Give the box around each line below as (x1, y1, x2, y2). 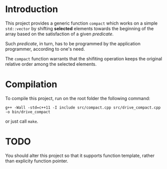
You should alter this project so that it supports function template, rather (5, 152, 155, 158)
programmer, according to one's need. (5, 46, 85, 52)
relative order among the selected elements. (5, 61, 97, 67)
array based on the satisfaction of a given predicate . (5, 31, 114, 37)
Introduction (5, 4, 58, 15)
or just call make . (5, 118, 39, 124)
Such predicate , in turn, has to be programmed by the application (5, 40, 141, 46)
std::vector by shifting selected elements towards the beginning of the (5, 25, 154, 31)
